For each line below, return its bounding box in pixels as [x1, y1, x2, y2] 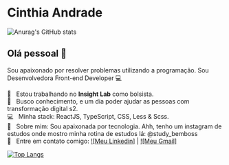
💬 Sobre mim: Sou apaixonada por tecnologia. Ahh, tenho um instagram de [7, 122, 222, 130]
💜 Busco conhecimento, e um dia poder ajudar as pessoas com [7, 97, 190, 105]
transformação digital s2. [7, 104, 78, 113]
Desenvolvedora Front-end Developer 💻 [7, 74, 122, 82]
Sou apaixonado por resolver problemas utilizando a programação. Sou [7, 66, 209, 74]
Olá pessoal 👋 [7, 48, 67, 59]
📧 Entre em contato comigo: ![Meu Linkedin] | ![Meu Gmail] [7, 137, 177, 145]
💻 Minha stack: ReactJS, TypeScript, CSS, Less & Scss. [7, 112, 169, 120]
